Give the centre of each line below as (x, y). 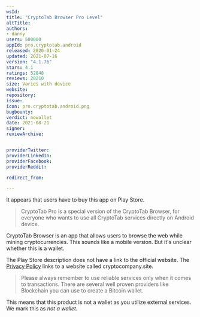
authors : (17, 28)
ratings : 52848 (25, 73)
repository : (21, 95)
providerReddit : (26, 167)
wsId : (13, 12)
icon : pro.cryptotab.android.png (48, 106)
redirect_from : (25, 178)
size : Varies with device (38, 84)
